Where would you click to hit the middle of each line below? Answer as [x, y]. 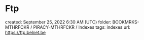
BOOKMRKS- [126, 22]
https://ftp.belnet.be [25, 32]
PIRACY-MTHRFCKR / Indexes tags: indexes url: [82, 27]
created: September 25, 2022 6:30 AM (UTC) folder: [58, 22]
